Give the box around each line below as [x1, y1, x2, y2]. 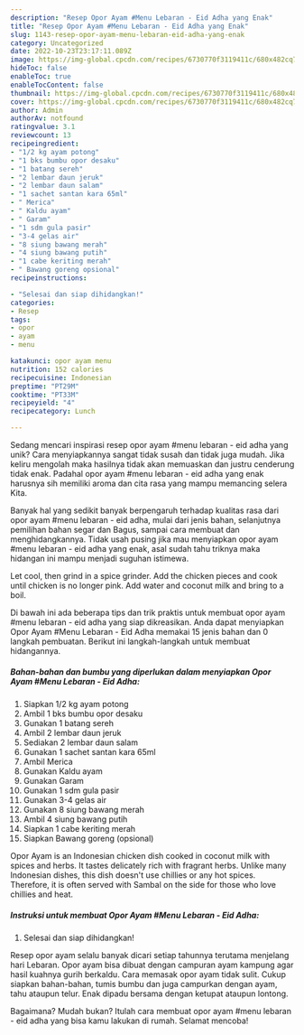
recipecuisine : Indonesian [10, 373, 112, 382]
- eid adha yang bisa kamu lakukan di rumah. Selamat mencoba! [10, 1015, 249, 1026]
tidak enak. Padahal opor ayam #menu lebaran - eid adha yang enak [10, 469, 264, 479]
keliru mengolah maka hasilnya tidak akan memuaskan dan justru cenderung [10, 459, 295, 470]
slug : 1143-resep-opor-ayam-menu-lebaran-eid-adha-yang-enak [10, 30, 245, 39]
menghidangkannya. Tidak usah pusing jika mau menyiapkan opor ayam [10, 534, 279, 545]
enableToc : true [10, 72, 71, 81]
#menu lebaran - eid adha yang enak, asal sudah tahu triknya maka [10, 544, 261, 554]
